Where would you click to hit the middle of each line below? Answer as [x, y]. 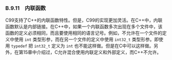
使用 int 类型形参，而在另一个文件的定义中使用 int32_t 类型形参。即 [87, 39]
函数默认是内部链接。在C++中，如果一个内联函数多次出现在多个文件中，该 [84, 27]
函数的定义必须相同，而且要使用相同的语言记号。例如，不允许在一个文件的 [84, 33]
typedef [19, 46]
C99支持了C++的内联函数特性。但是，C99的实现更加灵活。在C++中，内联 [84, 20]
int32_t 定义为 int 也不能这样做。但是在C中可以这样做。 [94, 46]
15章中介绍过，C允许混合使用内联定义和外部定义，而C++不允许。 [92, 52]
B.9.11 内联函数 [26, 8]
